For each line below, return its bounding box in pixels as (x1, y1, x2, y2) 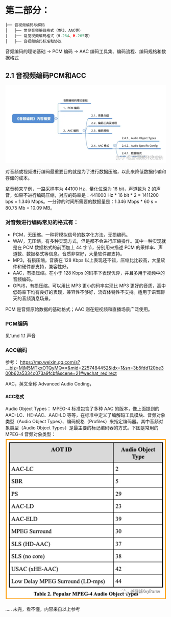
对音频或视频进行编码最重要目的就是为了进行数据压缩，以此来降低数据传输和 (5, 169, 166, 175)
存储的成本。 (5, 175, 32, 181)
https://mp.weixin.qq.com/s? (19, 359, 80, 365)
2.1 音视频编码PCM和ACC (5, 71, 86, 80)
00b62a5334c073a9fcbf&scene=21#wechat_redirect (5, 370, 117, 376)
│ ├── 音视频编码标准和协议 (5, 39, 62, 44)
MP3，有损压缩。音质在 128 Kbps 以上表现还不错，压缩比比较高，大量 (12, 257, 161, 263)
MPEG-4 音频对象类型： (5, 431, 56, 438)
